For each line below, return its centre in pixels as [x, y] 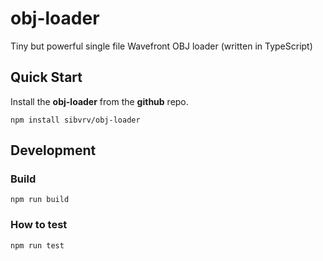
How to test [39, 225]
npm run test [37, 245]
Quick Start [46, 77]
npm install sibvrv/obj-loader [75, 120]
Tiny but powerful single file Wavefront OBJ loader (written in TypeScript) [161, 46]
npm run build [40, 200]
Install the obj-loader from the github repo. [99, 101]
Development [53, 150]
